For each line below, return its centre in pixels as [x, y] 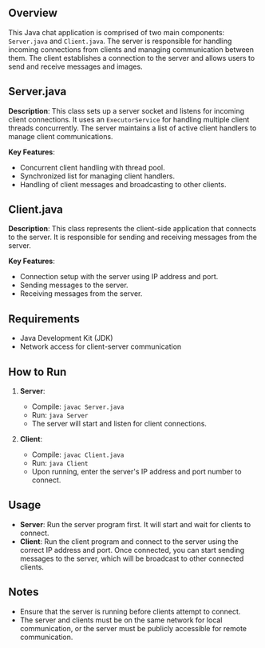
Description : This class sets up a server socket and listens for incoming [127, 110]
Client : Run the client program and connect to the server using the [129, 541]
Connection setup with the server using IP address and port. [119, 277]
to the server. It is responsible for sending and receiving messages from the [133, 237]
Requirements [44, 319]
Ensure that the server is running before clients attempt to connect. [130, 611]
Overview [33, 13]
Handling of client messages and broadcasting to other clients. [123, 184]
